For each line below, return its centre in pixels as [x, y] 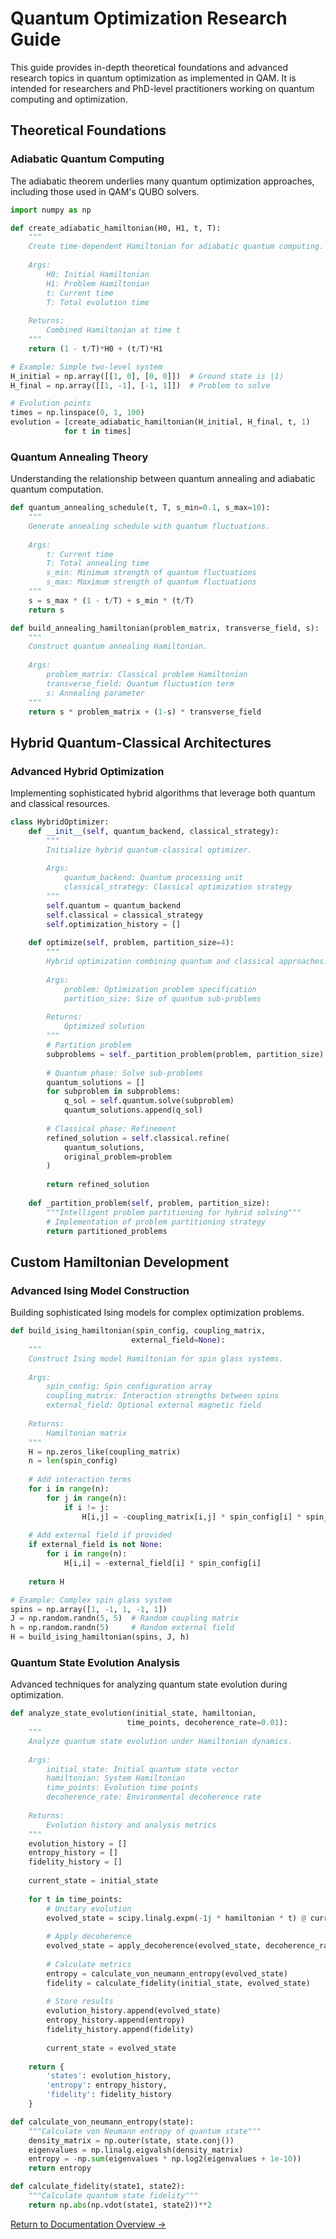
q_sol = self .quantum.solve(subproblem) [149, 1101]
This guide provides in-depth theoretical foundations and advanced [149, 67]
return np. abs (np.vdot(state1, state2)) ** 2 [120, 2205]
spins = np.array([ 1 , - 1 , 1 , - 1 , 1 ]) [89, 1609]
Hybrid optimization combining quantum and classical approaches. [187, 962]
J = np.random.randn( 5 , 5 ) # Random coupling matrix [125, 1618]
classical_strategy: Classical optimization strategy [178, 887]
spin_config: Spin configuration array [129, 1387]
